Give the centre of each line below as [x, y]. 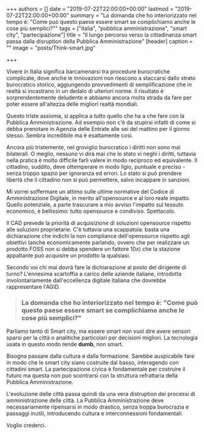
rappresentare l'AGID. [33, 287]
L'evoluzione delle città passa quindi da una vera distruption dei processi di [101, 394]
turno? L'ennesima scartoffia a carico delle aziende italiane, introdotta [94, 274]
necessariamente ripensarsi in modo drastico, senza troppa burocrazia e [98, 407]
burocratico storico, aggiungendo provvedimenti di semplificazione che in [99, 84]
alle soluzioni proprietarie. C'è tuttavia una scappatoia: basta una [88, 229]
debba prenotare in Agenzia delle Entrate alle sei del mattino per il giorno [98, 129]
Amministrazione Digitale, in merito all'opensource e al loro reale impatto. [98, 198]
